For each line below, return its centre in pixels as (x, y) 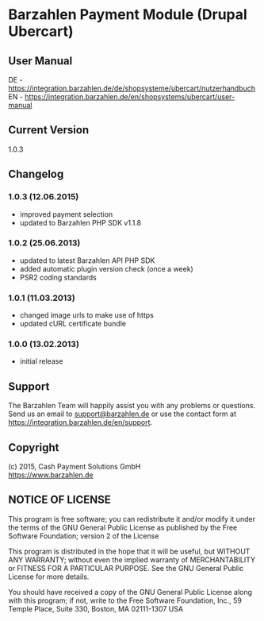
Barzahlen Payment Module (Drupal (128, 15)
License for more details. (49, 577)
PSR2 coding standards (58, 277)
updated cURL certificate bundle (73, 324)
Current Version (49, 130)
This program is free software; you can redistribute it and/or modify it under (132, 519)
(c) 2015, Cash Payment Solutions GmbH (75, 467)
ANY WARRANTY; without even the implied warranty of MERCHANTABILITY (132, 559)
